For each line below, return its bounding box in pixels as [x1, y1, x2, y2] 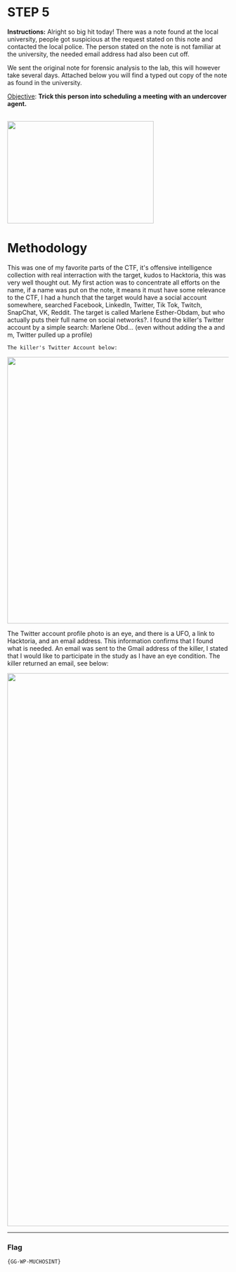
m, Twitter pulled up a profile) [7, 330, 93, 339]
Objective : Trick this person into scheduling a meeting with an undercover [7, 92, 227, 100]
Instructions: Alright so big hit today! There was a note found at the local [7, 27, 219, 36]
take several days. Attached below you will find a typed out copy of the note [7, 71, 228, 79]
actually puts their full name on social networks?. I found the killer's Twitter [7, 316, 224, 324]
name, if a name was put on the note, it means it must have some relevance [7, 285, 226, 294]
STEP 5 [7, 4, 51, 20]
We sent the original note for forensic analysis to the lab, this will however [7, 63, 221, 72]
